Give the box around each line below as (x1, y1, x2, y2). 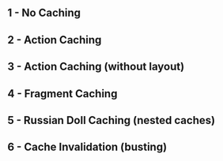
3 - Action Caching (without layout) (7, 60, 185, 73)
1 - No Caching (7, 6, 81, 20)
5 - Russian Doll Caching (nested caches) (7, 114, 215, 127)
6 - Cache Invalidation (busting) (7, 140, 168, 154)
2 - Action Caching (7, 33, 102, 47)
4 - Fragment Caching (7, 87, 118, 100)
